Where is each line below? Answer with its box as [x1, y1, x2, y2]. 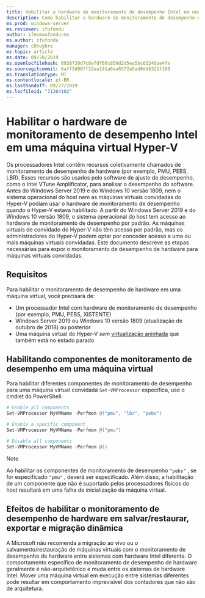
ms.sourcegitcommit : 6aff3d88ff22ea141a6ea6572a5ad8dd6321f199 [6, 65, 171, 72]
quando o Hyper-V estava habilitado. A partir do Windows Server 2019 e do [6, 206, 196, 214]
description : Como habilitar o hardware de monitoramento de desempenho [6, 15, 195, 21]
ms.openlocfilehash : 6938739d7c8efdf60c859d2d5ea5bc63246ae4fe [6, 60, 171, 66]
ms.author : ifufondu [6, 37, 59, 43]
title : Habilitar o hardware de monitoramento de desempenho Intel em [6, 9, 190, 15]
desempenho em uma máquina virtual [6, 364, 154, 374]
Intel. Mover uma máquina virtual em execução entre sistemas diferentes [6, 572, 189, 579]
